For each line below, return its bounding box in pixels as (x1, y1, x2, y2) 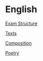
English (5, 4, 37, 15)
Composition (5, 40, 32, 46)
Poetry (5, 50, 19, 56)
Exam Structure (5, 20, 38, 26)
